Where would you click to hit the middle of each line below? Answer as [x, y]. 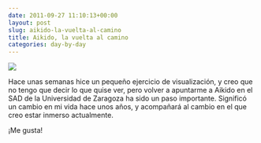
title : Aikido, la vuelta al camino [68, 37]
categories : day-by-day [47, 45]
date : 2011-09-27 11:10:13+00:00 [63, 15]
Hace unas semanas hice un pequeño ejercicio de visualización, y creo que [130, 82]
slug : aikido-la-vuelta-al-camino [65, 30]
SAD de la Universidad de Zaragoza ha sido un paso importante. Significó [127, 98]
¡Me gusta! [26, 130]
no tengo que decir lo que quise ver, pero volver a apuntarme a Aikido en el [130, 90]
